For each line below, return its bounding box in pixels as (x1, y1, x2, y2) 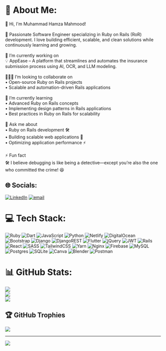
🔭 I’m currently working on (5, 52, 59, 58)
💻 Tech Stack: (5, 213, 66, 224)
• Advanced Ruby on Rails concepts (5, 100, 79, 106)
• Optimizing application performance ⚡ (5, 139, 86, 145)
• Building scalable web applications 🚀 (5, 134, 83, 140)
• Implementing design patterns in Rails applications (5, 105, 111, 111)
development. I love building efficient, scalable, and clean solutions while (5, 37, 154, 43)
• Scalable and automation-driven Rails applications (5, 84, 111, 90)
